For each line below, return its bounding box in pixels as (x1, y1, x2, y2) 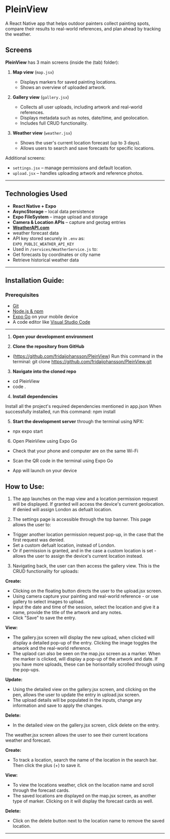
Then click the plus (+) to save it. (12, 762, 81, 769)
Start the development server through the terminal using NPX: (12, 418, 144, 425)
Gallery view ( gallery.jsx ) (12, 94, 69, 100)
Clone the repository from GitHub (12, 344, 84, 350)
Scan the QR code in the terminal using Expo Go (12, 457, 113, 464)
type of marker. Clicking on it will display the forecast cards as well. (12, 798, 153, 804)
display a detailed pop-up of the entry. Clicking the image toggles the (12, 640, 157, 646)
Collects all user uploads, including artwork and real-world (20, 104, 143, 110)
